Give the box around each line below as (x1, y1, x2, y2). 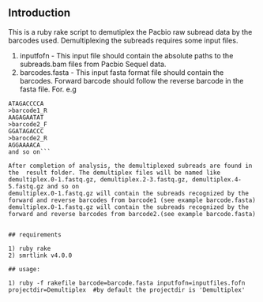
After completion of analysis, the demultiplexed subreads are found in (8, 162, 253, 170)
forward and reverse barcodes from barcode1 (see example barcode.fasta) (8, 196, 257, 204)
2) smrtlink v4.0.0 (8, 252, 73, 259)
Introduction (8, 6, 71, 20)
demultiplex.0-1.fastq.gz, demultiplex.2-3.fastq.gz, (8, 175, 190, 184)
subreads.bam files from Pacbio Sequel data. (19, 59, 167, 69)
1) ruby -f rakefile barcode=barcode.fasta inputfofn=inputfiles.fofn (8, 279, 246, 287)
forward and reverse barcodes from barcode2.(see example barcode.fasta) (8, 210, 257, 218)
